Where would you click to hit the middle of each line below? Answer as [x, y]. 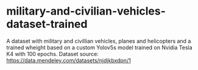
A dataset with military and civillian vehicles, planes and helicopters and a [99, 41]
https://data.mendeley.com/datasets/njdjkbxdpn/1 [69, 60]
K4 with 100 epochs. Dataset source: [52, 54]
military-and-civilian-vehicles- [86, 11]
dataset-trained [47, 24]
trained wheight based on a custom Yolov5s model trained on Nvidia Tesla [100, 47]
